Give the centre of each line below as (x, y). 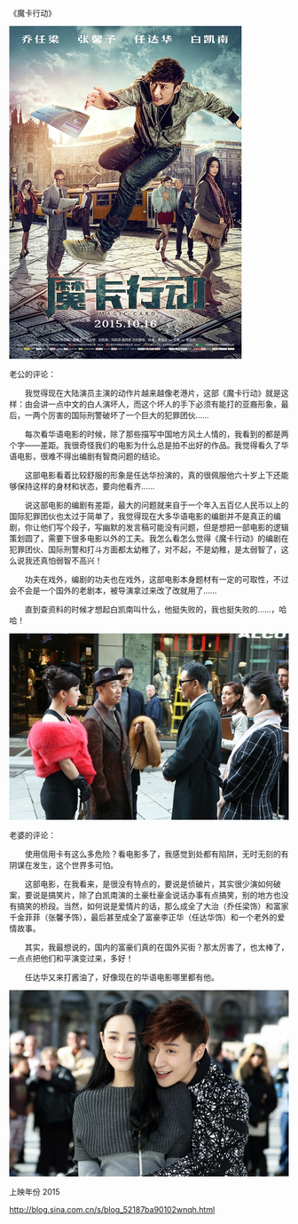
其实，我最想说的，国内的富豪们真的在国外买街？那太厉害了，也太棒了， (157, 947)
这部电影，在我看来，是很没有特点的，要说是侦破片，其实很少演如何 (149, 884)
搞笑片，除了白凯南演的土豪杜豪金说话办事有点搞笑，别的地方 (160, 895)
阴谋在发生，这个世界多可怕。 (63, 865)
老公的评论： (32, 374)
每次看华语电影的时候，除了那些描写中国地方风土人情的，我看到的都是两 (157, 434)
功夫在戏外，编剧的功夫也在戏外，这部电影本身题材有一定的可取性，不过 (157, 579)
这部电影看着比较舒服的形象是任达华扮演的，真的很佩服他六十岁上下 (149, 475)
